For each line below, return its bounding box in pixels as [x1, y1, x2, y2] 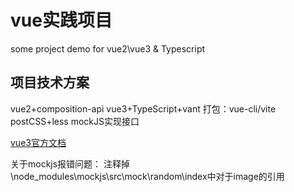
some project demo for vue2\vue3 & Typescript [10, 42, 206, 55]
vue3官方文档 [10, 136, 67, 148]
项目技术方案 [10, 74, 90, 91]
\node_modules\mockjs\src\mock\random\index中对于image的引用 [10, 170, 285, 182]
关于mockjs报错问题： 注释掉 [10, 157, 131, 170]
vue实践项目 [10, 9, 113, 32]
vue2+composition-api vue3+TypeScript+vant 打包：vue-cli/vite [10, 102, 277, 115]
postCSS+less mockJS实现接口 [10, 115, 140, 127]
